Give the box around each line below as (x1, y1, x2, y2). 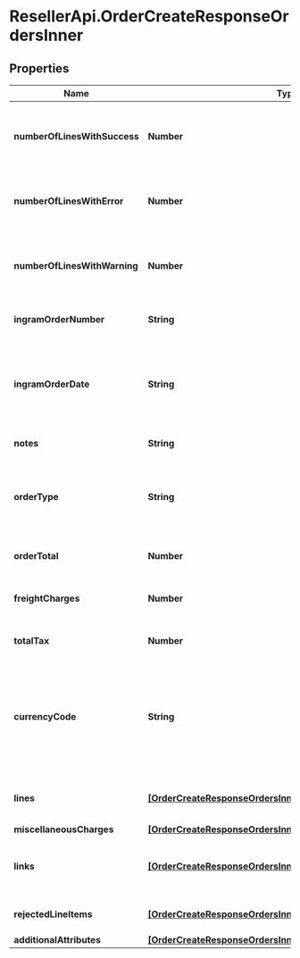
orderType (13, 491, 60, 503)
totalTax (13, 635, 50, 646)
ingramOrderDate (13, 378, 90, 390)
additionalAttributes (13, 934, 101, 946)
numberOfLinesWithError (13, 195, 124, 207)
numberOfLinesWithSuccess (13, 130, 140, 142)
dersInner (9, 25, 84, 46)
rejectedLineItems (13, 908, 93, 921)
